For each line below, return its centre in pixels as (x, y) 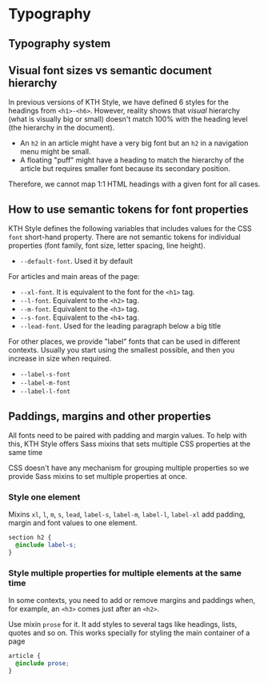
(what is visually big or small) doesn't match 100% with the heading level (128, 119)
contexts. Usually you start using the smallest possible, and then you (121, 350)
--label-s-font (45, 375)
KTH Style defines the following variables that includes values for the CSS (130, 229)
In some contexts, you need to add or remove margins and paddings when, (132, 600)
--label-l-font (45, 392)
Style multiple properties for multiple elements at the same (125, 572)
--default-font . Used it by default (76, 261)
